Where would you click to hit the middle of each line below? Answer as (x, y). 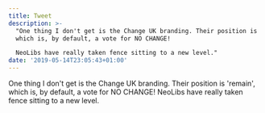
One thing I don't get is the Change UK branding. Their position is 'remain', (132, 83)
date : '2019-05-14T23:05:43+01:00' (68, 61)
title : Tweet (30, 16)
